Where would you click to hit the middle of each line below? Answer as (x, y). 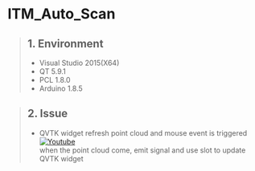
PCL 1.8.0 (55, 80)
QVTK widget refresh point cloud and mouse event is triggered (143, 132)
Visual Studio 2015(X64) (79, 63)
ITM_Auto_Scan (62, 14)
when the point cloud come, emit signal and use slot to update (142, 150)
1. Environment (65, 44)
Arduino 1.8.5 (61, 88)
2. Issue (47, 114)
